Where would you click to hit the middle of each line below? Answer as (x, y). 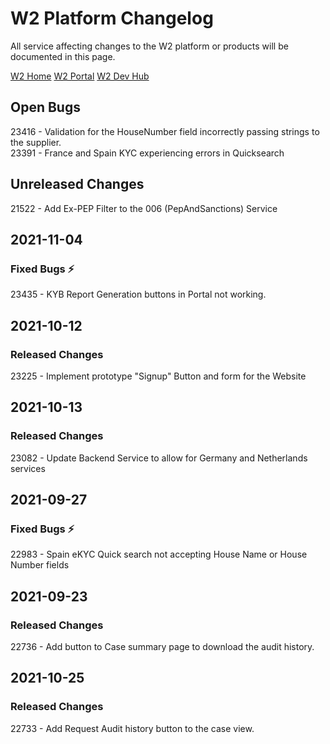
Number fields (40, 565)
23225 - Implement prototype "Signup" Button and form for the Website (158, 376)
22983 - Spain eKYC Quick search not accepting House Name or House (159, 554)
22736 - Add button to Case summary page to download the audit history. (162, 646)
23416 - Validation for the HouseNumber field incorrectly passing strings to (165, 131)
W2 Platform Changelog (112, 18)
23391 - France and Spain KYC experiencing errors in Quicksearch (147, 153)
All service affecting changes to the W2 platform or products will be (149, 46)
